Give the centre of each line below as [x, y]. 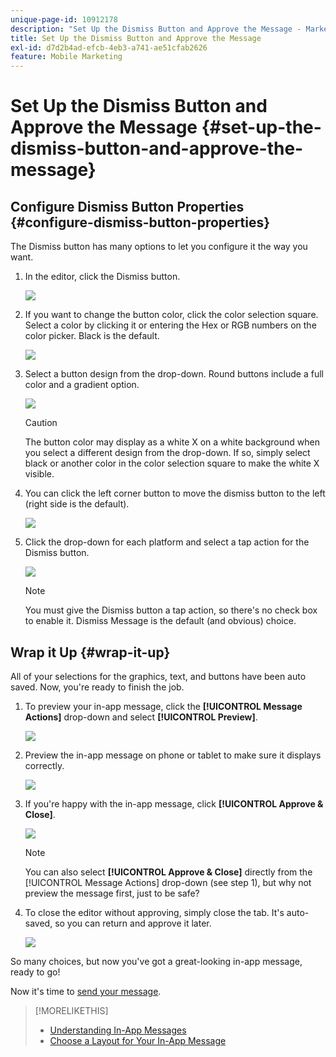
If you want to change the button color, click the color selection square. [171, 315]
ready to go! [35, 972]
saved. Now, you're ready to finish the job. [97, 687]
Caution [41, 423]
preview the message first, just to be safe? [112, 893]
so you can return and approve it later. [133, 923]
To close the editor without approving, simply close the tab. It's [154, 912]
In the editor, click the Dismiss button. [102, 277]
